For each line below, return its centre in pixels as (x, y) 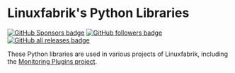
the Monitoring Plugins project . (52, 61)
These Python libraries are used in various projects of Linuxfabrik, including (118, 54)
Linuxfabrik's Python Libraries (98, 13)
